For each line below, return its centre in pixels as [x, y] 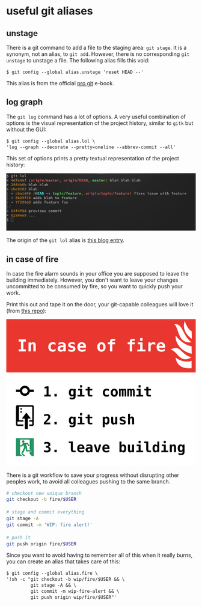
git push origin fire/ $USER [41, 544]
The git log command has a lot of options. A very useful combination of [96, 117]
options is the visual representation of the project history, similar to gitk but [100, 123]
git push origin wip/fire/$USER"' [74, 598]
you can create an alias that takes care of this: [63, 562]
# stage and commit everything [45, 512]
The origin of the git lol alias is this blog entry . [66, 240]
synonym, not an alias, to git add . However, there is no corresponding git [98, 54]
